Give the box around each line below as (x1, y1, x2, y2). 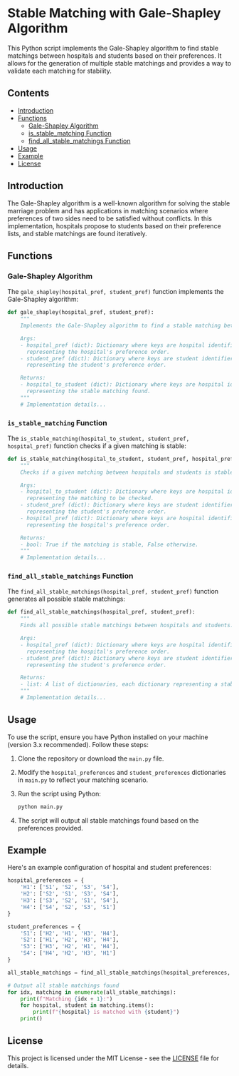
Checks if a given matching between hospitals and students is (20, 469, 212, 476)
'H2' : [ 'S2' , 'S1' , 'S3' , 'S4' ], (20, 890, 119, 898)
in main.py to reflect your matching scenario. (17, 776, 149, 784)
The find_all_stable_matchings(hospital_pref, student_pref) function (7, 587, 219, 596)
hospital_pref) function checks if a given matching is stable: (7, 441, 186, 450)
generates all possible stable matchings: (7, 594, 126, 604)
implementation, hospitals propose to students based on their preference (7, 221, 222, 230)
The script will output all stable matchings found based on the (17, 816, 199, 825)
